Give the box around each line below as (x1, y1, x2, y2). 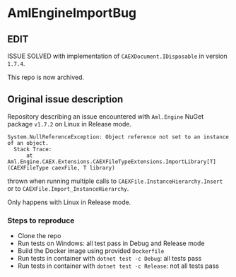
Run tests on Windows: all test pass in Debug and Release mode (17, 239, 205, 248)
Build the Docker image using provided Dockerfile (17, 247, 165, 255)
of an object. (7, 139, 49, 146)
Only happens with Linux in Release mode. (7, 198, 131, 206)
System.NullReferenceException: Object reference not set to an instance (7, 133, 230, 141)
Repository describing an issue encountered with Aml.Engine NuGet (7, 112, 204, 121)
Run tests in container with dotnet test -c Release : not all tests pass (17, 261, 219, 270)
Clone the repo (17, 232, 61, 240)
